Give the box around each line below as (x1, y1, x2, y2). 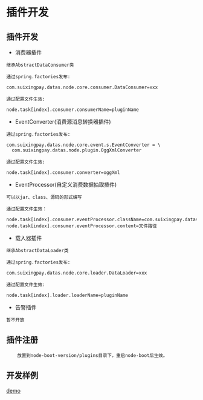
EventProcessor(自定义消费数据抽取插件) (14, 181, 117, 188)
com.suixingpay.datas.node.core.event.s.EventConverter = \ (6, 142, 161, 148)
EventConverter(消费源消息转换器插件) (14, 118, 111, 125)
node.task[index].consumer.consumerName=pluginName (6, 107, 139, 113)
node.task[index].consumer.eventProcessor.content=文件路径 (6, 223, 157, 229)
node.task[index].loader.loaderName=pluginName (6, 292, 129, 298)
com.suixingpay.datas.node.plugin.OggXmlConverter (11, 147, 142, 153)
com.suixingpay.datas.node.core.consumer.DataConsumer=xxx (6, 84, 158, 90)
